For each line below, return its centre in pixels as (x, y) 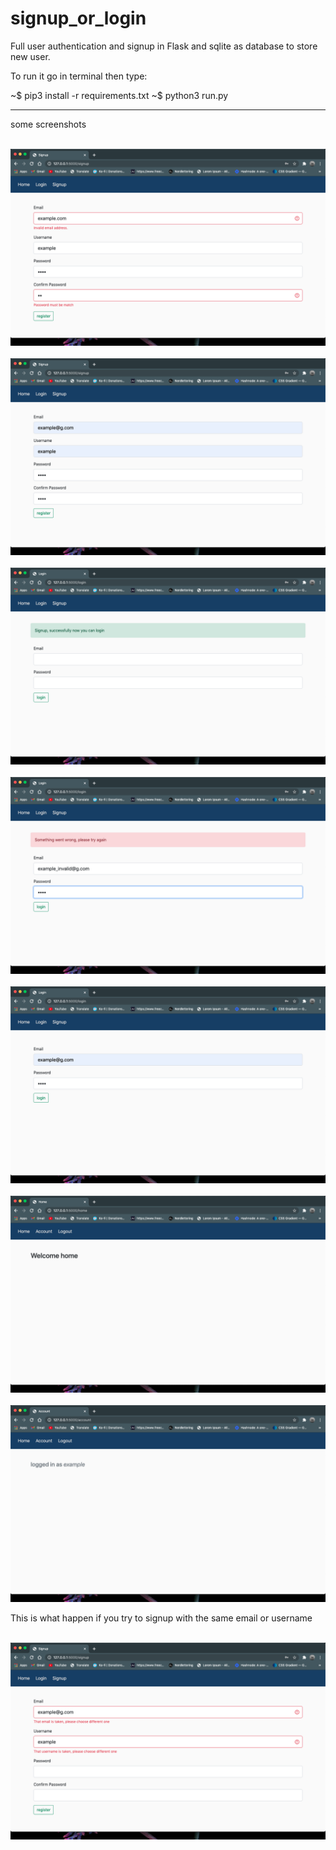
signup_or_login (78, 18)
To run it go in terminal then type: (79, 76)
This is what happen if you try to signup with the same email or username (161, 1618)
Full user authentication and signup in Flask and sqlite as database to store (164, 46)
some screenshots (48, 124)
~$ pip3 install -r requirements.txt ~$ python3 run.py (119, 95)
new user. (30, 56)
